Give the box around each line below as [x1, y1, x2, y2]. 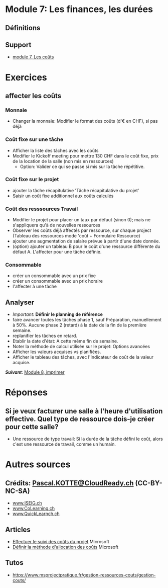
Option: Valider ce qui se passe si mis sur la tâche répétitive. [20, 163, 145, 170]
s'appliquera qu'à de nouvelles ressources [12, 222, 100, 228]
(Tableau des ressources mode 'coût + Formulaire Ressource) [12, 233, 140, 239]
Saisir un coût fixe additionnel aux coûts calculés [12, 193, 114, 199]
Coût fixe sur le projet [5, 176, 59, 183]
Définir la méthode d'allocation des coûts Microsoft [12, 544, 119, 550]
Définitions [5, 24, 41, 32]
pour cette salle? [5, 423, 59, 431]
